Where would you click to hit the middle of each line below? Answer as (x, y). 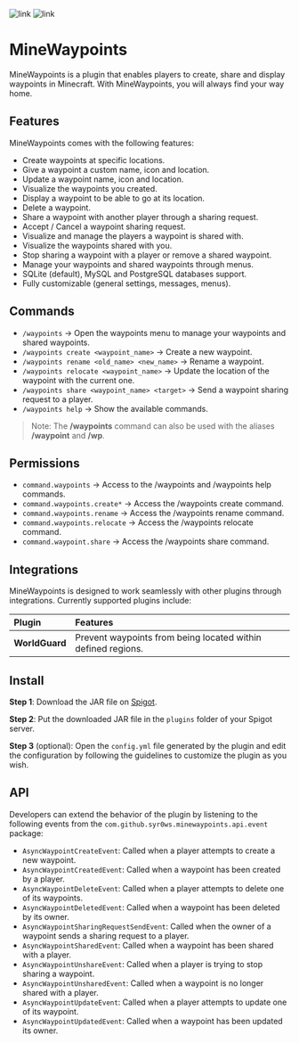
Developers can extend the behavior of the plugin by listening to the (133, 814)
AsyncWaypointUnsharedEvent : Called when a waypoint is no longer (143, 983)
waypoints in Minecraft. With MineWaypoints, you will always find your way (147, 84)
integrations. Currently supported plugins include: (101, 601)
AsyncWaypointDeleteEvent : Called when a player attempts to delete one (153, 888)
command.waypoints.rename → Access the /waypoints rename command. (153, 513)
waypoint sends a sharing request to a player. (105, 935)
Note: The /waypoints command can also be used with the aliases (153, 426)
